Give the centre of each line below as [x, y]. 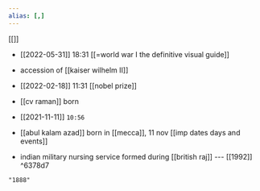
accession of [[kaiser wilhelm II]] [74, 70]
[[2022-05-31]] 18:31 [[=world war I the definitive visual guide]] [124, 54]
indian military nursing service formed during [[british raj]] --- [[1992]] [136, 156]
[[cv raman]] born [49, 101]
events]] [34, 141]
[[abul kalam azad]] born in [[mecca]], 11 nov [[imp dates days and [130, 132]
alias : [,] [27, 16]
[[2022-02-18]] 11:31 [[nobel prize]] [78, 85]
